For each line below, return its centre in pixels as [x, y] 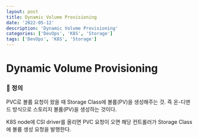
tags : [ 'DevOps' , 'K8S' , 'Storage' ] [51, 39]
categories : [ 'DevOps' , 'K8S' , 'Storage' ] [59, 34]
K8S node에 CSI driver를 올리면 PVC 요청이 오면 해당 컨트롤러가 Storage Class [99, 122]
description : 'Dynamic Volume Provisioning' [62, 28]
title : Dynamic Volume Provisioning [51, 17]
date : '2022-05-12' [30, 23]
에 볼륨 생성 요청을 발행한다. [39, 129]
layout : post [22, 12]
